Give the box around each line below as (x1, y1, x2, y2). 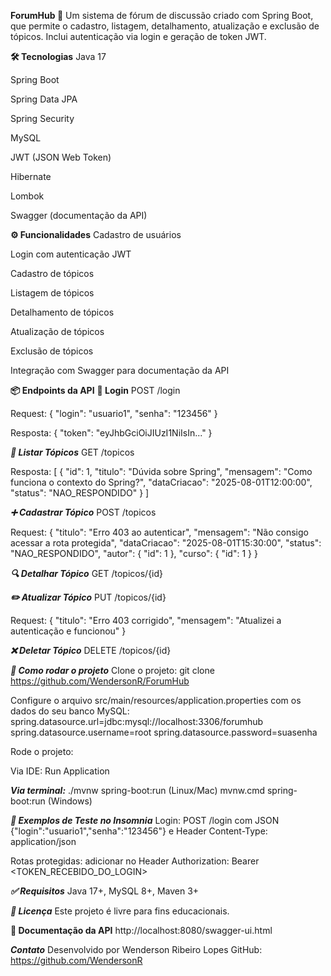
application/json (10, 836, 77, 847)
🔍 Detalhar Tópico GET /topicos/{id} (10, 568, 164, 579)
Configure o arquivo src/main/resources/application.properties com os (10, 695, 302, 706)
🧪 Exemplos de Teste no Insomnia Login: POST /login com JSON (10, 815, 280, 826)
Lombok (10, 190, 45, 202)
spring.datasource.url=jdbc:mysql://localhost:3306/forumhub (10, 716, 264, 727)
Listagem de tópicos (10, 287, 95, 299)
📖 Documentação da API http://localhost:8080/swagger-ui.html (10, 925, 273, 936)
